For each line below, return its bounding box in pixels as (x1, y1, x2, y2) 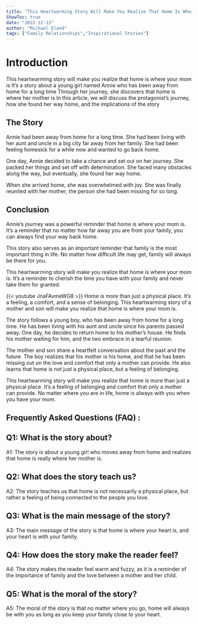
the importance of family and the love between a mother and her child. (6, 572, 177, 579)
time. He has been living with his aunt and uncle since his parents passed (6, 322, 184, 329)
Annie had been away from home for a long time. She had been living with (6, 133, 186, 141)
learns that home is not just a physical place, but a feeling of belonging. (6, 365, 180, 373)
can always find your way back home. (6, 233, 98, 240)
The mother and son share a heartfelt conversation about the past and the (6, 347, 186, 354)
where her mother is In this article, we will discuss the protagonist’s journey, (6, 94, 190, 102)
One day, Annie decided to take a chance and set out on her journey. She (6, 157, 184, 164)
